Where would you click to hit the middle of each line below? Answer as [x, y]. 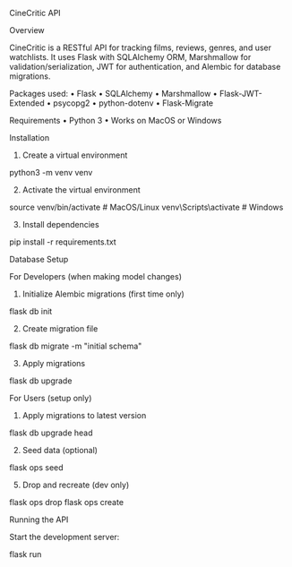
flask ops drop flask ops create [66, 502]
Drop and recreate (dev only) [76, 485]
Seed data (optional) [60, 450]
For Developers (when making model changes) [95, 276]
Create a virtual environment [75, 155]
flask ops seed [37, 468]
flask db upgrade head [51, 433]
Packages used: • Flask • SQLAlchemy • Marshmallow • [113, 94]
